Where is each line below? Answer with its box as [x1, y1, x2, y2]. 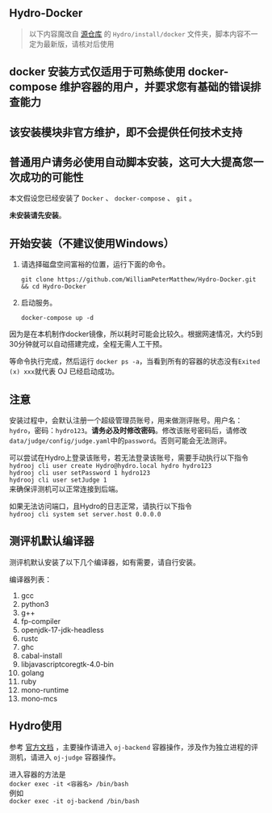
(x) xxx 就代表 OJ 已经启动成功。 [9, 367, 119, 377]
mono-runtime [20, 685, 69, 694]
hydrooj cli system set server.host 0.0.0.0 [9, 511, 161, 519]
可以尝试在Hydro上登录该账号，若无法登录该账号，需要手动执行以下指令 [9, 453, 249, 463]
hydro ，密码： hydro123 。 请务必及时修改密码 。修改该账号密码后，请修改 [9, 426, 248, 436]
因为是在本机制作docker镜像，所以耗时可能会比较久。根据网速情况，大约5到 [9, 329, 263, 339]
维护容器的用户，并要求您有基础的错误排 [59, 80, 262, 94]
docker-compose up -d [20, 314, 94, 322]
